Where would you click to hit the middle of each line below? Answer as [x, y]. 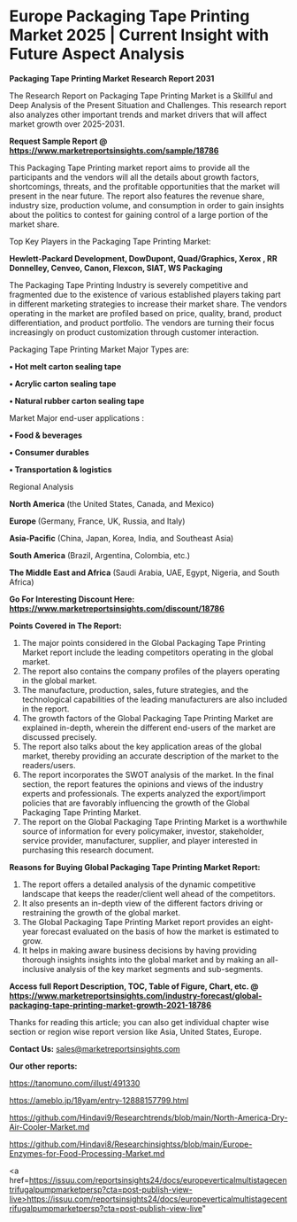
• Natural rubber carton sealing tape [77, 401]
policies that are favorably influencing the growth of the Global [136, 803]
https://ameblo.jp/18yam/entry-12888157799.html [99, 1100]
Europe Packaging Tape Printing [129, 16]
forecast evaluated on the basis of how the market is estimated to [160, 931]
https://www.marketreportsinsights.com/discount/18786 [117, 608]
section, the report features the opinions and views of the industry [142, 784]
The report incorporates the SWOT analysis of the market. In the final [148, 774]
